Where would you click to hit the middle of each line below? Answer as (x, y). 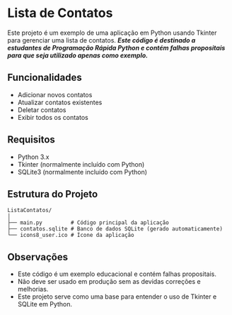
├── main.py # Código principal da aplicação (88, 223)
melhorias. (33, 289)
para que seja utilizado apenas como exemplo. (78, 55)
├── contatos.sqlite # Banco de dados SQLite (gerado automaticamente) (115, 229)
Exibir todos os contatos (53, 117)
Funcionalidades (45, 78)
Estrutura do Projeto (53, 194)
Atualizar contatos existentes (60, 102)
